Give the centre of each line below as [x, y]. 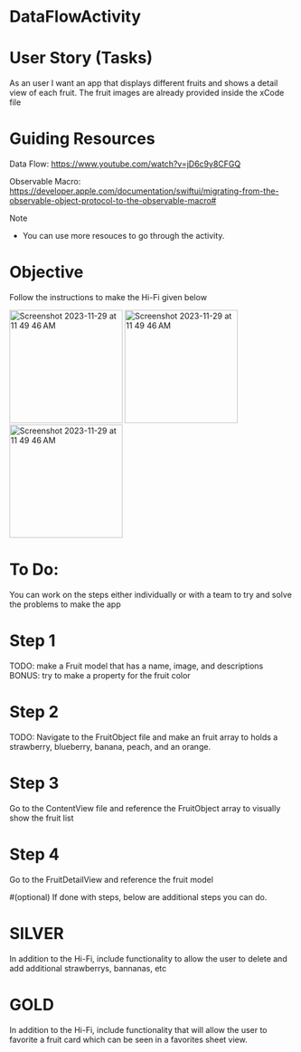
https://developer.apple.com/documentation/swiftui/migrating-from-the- [144, 191]
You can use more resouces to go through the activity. [123, 236]
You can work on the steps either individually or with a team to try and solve [150, 594]
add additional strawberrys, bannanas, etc [88, 968]
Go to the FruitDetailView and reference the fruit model [112, 879]
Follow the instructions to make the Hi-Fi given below [108, 297]
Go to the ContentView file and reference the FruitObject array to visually [145, 808]
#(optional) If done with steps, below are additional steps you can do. [138, 896]
